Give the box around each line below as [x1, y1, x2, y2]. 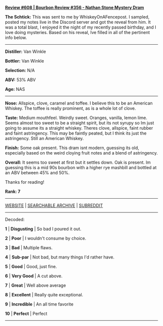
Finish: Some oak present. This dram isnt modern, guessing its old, [5, 145, 139, 151]
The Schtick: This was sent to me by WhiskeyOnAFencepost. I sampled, [5, 14, 149, 19]
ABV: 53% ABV [5, 77, 36, 83]
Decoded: [5, 217, 25, 222]
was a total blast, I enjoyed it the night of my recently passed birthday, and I [5, 24, 156, 30]
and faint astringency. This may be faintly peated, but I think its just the [5, 130, 147, 136]
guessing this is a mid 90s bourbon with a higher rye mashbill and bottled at [5, 165, 157, 170]
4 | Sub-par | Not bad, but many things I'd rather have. [5, 254, 115, 260]
